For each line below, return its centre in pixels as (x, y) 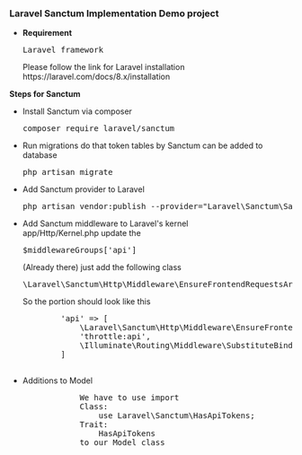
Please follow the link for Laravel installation (103, 67)
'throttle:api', (115, 337)
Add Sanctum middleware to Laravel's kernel (105, 223)
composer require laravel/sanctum (98, 129)
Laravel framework (63, 50)
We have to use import (129, 398)
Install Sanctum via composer (77, 111)
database (40, 155)
